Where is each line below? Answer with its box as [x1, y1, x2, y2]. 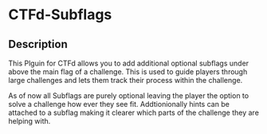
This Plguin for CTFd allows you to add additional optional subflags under [8, 58, 249, 68]
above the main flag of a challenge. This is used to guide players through [8, 67, 248, 77]
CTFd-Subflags [8, 6, 112, 24]
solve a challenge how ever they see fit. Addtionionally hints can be [8, 100, 230, 108]
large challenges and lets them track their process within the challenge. [8, 76, 243, 85]
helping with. [8, 116, 51, 125]
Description [8, 37, 68, 51]
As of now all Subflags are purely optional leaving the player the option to [8, 91, 249, 100]
